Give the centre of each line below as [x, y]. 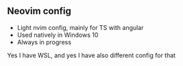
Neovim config [39, 11]
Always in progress [44, 42]
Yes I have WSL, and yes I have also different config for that [91, 55]
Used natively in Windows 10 [58, 35]
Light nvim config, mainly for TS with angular [80, 27]
